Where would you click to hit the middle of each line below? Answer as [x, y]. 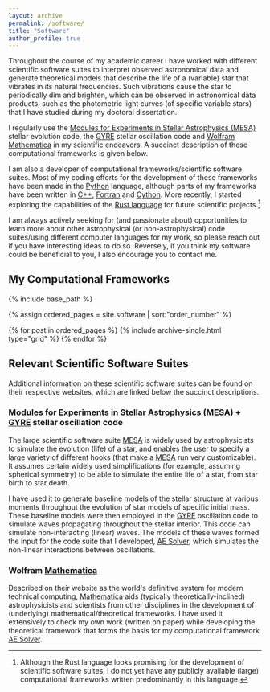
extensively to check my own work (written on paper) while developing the [132, 622]
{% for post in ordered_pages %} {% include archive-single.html [115, 330]
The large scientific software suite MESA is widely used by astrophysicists [131, 440]
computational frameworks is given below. [78, 154]
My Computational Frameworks [89, 279]
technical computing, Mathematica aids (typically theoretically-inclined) [127, 596]
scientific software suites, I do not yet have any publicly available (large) [139, 671]
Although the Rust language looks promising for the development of [132, 662]
